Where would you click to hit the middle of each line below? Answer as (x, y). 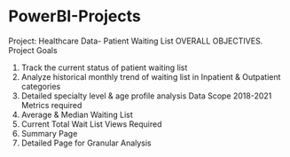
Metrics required (51, 105)
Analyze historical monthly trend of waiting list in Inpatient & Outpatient (151, 76)
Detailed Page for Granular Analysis (86, 143)
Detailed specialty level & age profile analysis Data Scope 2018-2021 (146, 96)
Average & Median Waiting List (77, 114)
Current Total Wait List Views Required (91, 124)
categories (41, 86)
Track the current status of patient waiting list (104, 67)
